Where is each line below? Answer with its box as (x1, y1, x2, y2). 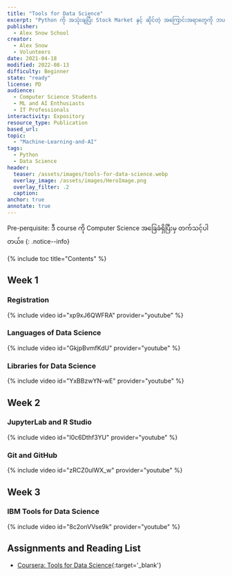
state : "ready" (7, 74, 51, 81)
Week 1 (7, 274, 39, 287)
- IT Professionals (13, 106, 70, 113)
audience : (7, 87, 36, 94)
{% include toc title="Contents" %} (7, 254, 107, 262)
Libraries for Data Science (7, 361, 97, 370)
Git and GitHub (7, 450, 57, 460)
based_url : (7, 126, 39, 133)
